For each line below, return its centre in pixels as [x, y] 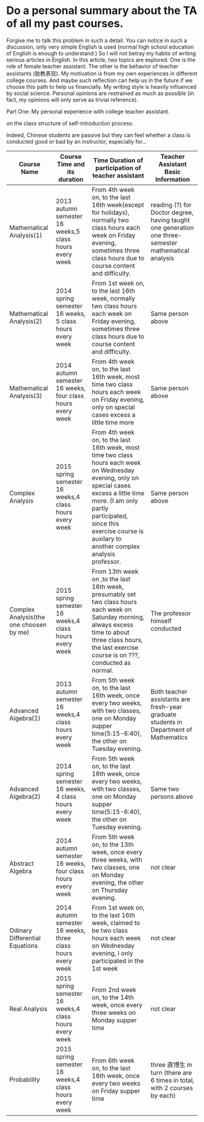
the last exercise [115, 647]
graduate [164, 714]
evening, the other [118, 882]
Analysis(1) [26, 235]
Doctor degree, [172, 212]
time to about [111, 632]
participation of [118, 168]
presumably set [114, 594]
